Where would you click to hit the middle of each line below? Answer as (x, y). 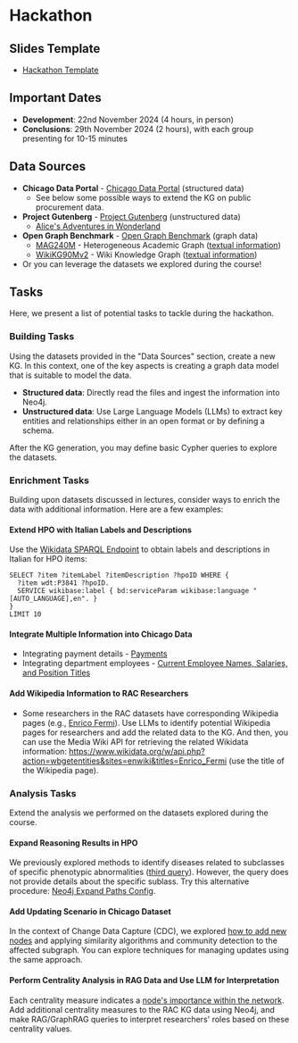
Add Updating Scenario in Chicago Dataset (90, 911)
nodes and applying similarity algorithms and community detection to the (144, 941)
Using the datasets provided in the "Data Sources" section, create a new (142, 356)
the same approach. (46, 960)
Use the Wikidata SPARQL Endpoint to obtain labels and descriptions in (140, 549)
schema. (38, 430)
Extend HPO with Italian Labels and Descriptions (100, 530)
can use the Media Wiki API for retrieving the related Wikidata (135, 741)
